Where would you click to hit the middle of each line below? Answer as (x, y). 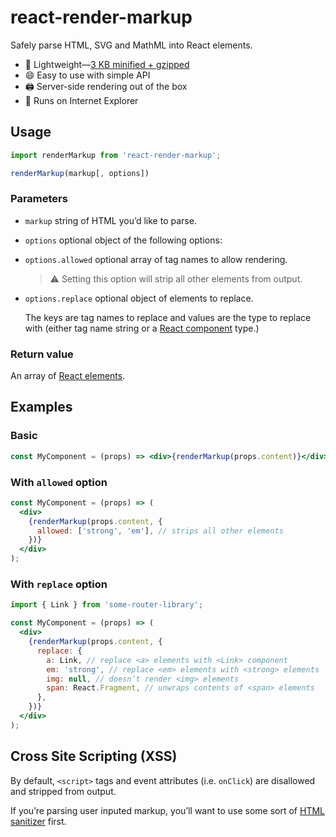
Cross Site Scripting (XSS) (94, 756)
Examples (41, 407)
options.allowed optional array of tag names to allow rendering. (156, 259)
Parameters (39, 199)
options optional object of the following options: (123, 240)
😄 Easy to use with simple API (87, 75)
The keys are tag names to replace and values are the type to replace (168, 317)
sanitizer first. (38, 821)
